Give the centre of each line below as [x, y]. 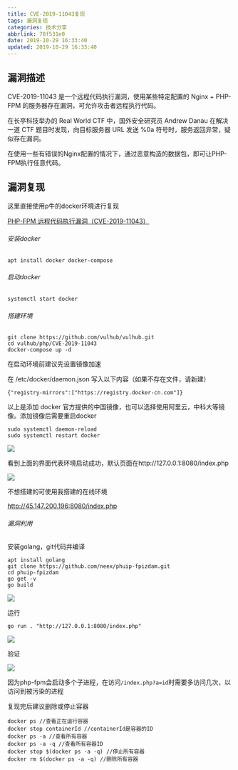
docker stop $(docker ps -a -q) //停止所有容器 [76, 752]
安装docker [24, 239]
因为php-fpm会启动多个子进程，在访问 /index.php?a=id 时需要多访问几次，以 [119, 682]
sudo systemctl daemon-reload [52, 429]
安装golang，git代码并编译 [46, 546]
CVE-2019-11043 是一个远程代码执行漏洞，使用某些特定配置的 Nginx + [111, 96]
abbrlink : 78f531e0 [36, 34]
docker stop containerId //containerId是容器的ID [80, 729]
